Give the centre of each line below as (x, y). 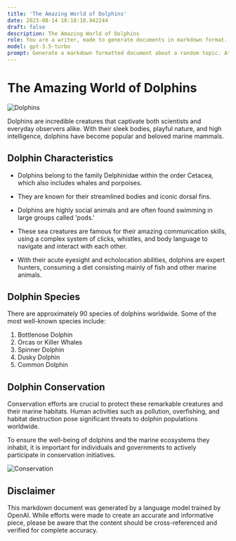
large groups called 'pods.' (56, 217)
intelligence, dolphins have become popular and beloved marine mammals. (116, 136)
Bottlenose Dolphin (45, 335)
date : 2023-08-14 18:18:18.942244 (58, 20)
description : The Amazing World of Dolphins (73, 33)
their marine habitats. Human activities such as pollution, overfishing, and (113, 411)
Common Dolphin (42, 365)
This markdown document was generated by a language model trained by (114, 508)
